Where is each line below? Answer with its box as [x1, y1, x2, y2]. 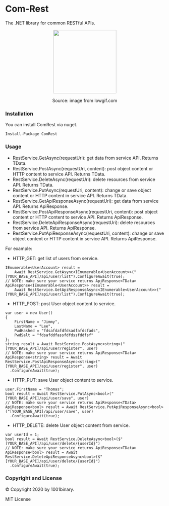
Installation [5, 110, 34, 117]
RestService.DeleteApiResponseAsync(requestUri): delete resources [12, 219, 155, 226]
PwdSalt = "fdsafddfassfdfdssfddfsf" [14, 333, 94, 338]
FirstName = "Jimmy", [14, 319, 60, 324]
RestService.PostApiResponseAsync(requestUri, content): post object [12, 208, 158, 214]
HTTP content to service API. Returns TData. [12, 171, 106, 177]
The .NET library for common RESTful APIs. [5, 20, 96, 26]
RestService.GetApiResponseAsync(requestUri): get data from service [12, 198, 159, 204]
